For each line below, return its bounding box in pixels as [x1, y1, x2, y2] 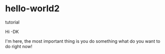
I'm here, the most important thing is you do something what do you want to [5, 38, 161, 44]
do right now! [5, 43, 32, 49]
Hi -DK [5, 28, 19, 34]
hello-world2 [5, 3, 60, 14]
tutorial [5, 19, 20, 25]
